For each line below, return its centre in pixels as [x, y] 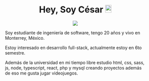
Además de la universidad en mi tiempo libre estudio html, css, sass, [75, 62]
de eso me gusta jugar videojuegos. [42, 73]
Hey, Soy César [71, 10]
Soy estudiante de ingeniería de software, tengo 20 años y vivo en [73, 33]
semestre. [15, 53]
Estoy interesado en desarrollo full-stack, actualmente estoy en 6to [74, 47]
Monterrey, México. [25, 38]
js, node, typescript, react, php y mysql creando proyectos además [74, 68]
